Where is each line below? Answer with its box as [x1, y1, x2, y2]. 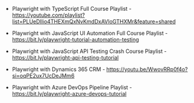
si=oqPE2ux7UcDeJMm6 [11, 72, 75, 79]
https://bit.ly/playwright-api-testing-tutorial [11, 54, 119, 61]
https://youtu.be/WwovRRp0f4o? [106, 66, 188, 73]
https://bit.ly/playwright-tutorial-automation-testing [11, 36, 140, 43]
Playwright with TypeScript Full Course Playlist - [11, 5, 132, 12]
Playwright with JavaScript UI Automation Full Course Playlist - [11, 30, 168, 37]
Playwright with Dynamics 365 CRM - [11, 66, 105, 73]
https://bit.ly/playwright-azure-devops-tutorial [11, 90, 127, 97]
